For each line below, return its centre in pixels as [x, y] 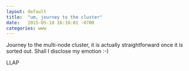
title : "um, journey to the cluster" [54, 17]
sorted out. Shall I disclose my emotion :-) [58, 51]
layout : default [26, 12]
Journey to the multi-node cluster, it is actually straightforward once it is [95, 45]
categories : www [26, 28]
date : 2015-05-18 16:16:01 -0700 [50, 22]
